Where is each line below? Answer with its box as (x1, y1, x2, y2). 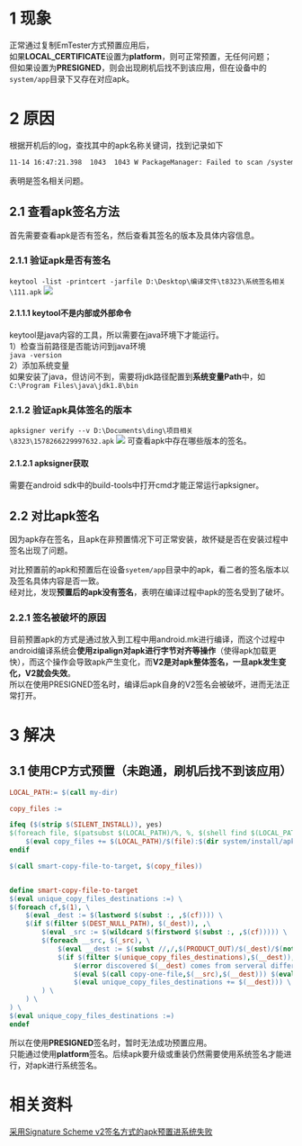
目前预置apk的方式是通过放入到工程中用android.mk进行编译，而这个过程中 (9, 634, 286, 645)
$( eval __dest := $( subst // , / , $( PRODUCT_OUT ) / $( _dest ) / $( (57, 944, 283, 953)
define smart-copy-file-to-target (9, 886, 139, 895)
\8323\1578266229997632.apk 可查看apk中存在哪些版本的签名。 (9, 436, 252, 447)
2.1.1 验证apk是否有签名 (9, 254, 111, 266)
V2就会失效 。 (24, 667, 76, 678)
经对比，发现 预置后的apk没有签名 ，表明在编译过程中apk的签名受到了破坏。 (9, 587, 289, 598)
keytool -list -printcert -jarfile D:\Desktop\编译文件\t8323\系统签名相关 (9, 276, 286, 286)
